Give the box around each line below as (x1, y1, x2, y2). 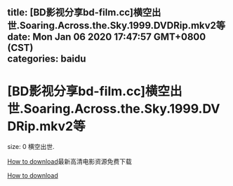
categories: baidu (7, 53, 86, 65)
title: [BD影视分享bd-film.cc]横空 (7, 6, 152, 19)
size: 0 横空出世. (7, 143, 55, 151)
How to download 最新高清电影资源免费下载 (7, 157, 132, 166)
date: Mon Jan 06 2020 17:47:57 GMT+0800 (7, 31, 206, 43)
